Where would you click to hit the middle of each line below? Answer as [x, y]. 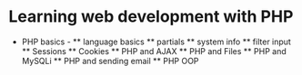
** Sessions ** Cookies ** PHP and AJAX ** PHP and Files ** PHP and [154, 51]
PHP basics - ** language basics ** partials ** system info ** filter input [156, 42]
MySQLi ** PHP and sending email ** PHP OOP [110, 61]
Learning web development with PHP [151, 17]
